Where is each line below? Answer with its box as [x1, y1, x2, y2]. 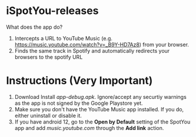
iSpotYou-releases [6, 4, 99, 18]
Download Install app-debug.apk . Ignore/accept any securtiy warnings [14, 93, 187, 100]
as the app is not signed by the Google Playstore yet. [14, 100, 143, 107]
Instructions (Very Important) [6, 74, 153, 87]
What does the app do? [6, 23, 63, 30]
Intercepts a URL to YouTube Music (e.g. [14, 35, 113, 42]
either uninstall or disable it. [14, 112, 82, 119]
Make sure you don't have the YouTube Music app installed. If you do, [14, 105, 184, 112]
